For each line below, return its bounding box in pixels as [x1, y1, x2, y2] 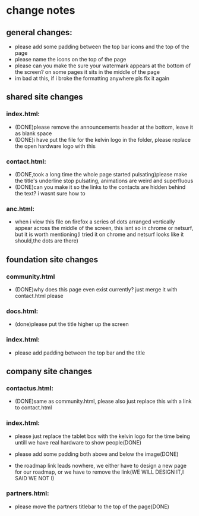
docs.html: [6, 307, 39, 315]
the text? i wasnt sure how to [14, 189, 86, 197]
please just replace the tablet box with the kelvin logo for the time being [14, 433, 190, 440]
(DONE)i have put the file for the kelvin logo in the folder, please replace [14, 136, 191, 143]
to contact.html [14, 404, 52, 411]
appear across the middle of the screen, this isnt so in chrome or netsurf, [14, 225, 194, 232]
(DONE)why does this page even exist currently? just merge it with [14, 285, 178, 293]
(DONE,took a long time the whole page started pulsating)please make [14, 170, 188, 178]
